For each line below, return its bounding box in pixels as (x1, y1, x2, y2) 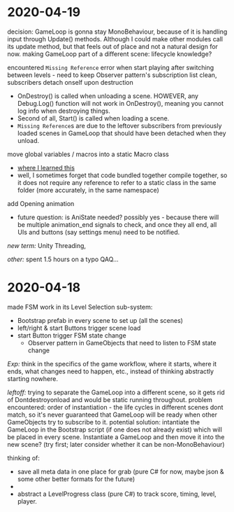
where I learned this (17, 163, 75, 172)
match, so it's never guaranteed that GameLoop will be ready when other (7, 410, 218, 419)
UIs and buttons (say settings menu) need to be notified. (17, 228, 180, 236)
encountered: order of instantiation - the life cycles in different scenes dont (7, 403, 224, 411)
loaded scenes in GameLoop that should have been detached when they (17, 129, 226, 137)
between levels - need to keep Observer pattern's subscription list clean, (7, 71, 217, 79)
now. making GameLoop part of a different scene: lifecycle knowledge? (7, 50, 212, 58)
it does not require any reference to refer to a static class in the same (17, 178, 217, 186)
